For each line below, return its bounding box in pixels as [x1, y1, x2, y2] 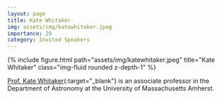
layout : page [7, 10, 46, 18]
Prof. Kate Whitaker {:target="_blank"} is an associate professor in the [7, 77, 210, 85]
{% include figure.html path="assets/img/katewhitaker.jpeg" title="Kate [7, 55, 216, 64]
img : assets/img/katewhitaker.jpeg [7, 23, 112, 30]
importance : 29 [7, 29, 52, 37]
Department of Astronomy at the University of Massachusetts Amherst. [7, 84, 214, 93]
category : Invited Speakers [7, 37, 90, 44]
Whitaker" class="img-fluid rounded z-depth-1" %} [7, 63, 157, 72]
